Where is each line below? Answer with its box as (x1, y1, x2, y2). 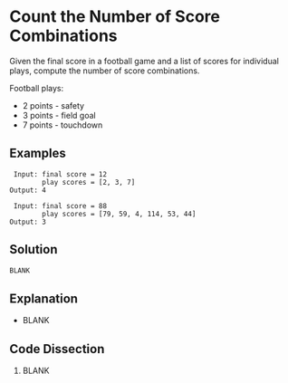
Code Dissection (9, 341, 105, 357)
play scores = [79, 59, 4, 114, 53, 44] (42, 209, 197, 218)
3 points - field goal (22, 110, 97, 120)
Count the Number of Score (9, 6, 220, 27)
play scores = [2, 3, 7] (42, 177, 136, 187)
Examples (9, 146, 66, 161)
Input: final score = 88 (13, 201, 107, 210)
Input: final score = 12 (13, 169, 107, 178)
